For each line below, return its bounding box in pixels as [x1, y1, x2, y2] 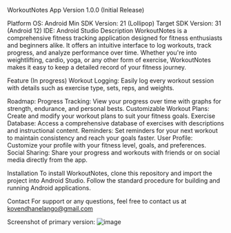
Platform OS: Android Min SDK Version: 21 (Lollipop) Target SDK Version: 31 [7, 19, 222, 27]
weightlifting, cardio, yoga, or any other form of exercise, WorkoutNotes [7, 56, 212, 64]
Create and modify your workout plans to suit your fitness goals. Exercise [7, 112, 216, 120]
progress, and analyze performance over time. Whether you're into [7, 48, 197, 57]
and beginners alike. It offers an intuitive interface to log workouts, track [7, 41, 212, 49]
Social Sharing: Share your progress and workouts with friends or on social [7, 148, 221, 156]
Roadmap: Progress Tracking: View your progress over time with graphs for [7, 97, 222, 105]
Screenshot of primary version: [7, 218, 96, 226]
